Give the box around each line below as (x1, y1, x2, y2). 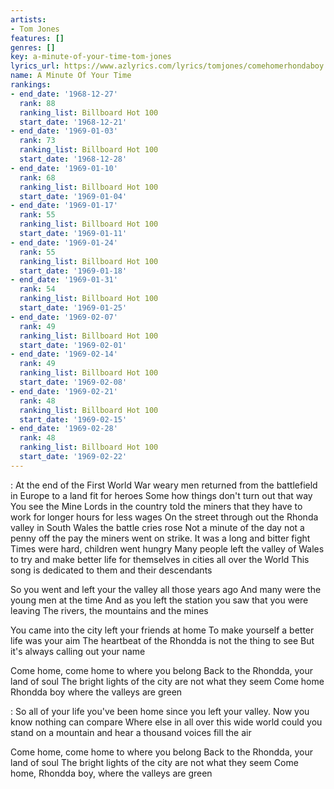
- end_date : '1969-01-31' (10, 275, 118, 285)
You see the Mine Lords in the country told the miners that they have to (10, 500, 303, 512)
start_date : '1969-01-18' (19, 266, 128, 276)
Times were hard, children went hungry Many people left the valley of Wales (10, 542, 325, 555)
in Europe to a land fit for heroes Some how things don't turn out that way (10, 489, 313, 501)
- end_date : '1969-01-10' (10, 163, 118, 173)
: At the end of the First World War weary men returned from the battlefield (10, 479, 318, 491)
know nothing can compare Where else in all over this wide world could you (10, 716, 323, 728)
